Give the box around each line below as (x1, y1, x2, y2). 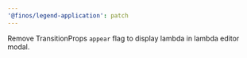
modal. (7, 41, 30, 52)
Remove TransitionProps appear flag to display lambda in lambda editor (7, 33, 240, 43)
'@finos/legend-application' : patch (7, 11, 129, 20)
